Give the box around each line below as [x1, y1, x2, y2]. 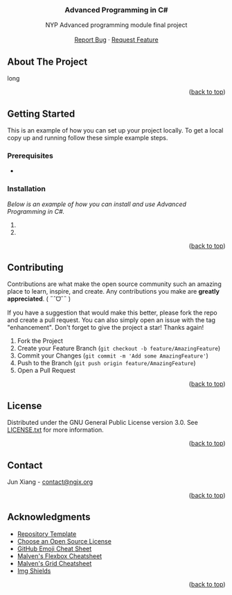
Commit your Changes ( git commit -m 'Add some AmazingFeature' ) [17, 351, 209, 360]
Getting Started [7, 108, 75, 119]
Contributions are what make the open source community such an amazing [7, 280, 222, 288]
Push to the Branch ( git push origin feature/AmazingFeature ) [17, 359, 196, 367]
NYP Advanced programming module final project [45, 21, 188, 29]
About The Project [7, 56, 88, 67]
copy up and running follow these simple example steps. [7, 133, 168, 142]
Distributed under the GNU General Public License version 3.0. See [7, 419, 199, 427]
